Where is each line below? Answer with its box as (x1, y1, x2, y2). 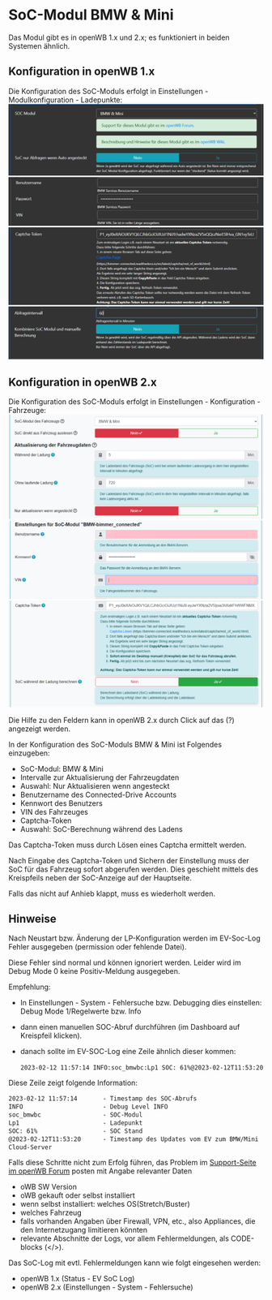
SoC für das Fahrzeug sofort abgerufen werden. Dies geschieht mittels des (8, 864, 259, 874)
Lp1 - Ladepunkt (8, 1119, 143, 1127)
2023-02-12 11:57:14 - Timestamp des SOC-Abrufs (8, 1095, 198, 1103)
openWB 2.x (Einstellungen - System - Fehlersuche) (19, 1282, 193, 1292)
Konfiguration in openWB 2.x (8, 375, 158, 389)
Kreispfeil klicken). (19, 1031, 83, 1040)
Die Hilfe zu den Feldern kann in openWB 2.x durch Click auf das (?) (8, 715, 235, 725)
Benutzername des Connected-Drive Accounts (19, 790, 176, 799)
